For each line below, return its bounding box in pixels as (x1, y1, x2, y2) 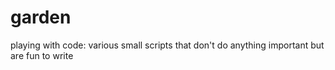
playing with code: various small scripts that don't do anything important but (10, 39, 325, 51)
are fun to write (10, 49, 74, 61)
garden (10, 6, 72, 29)
